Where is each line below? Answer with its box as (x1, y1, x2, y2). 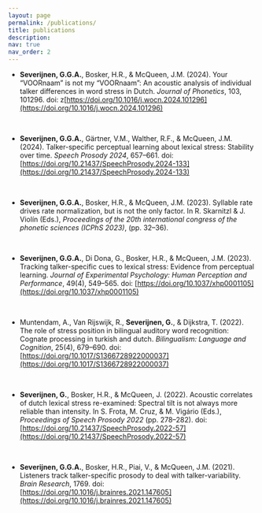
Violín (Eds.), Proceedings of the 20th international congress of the (19, 214, 238, 224)
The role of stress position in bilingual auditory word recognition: (19, 326, 230, 335)
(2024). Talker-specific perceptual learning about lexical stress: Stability (19, 143, 254, 151)
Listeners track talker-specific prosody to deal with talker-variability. (19, 470, 242, 480)
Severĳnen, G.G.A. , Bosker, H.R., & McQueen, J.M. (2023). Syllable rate (19, 198, 253, 207)
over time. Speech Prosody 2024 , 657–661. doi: (19, 151, 174, 160)
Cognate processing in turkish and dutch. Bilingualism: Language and (19, 334, 246, 344)
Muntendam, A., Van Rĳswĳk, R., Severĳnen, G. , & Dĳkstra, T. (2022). (19, 318, 244, 327)
